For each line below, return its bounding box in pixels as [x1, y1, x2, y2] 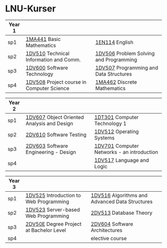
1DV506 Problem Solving [95, 50, 155, 57]
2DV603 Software [25, 142, 68, 149]
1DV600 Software [25, 64, 68, 71]
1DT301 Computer [94, 114, 139, 121]
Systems [94, 134, 115, 141]
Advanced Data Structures [90, 198, 153, 205]
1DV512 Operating [94, 128, 139, 135]
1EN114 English [95, 38, 134, 45]
